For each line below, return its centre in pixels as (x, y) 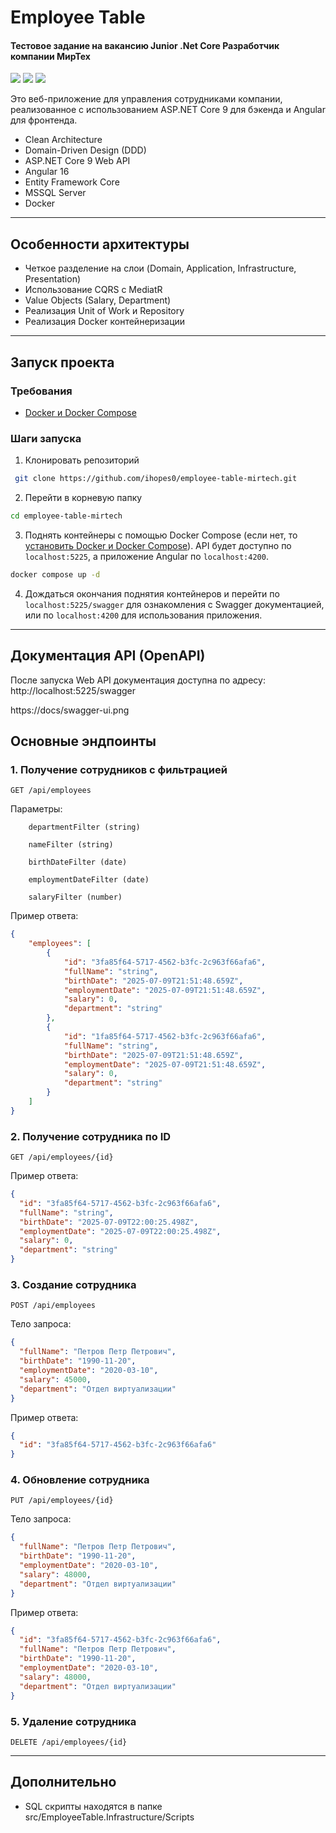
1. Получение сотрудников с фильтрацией (119, 769)
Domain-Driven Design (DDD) (85, 150)
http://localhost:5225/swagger (73, 690)
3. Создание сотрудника (73, 1285)
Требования (41, 391)
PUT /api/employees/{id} (62, 1501)
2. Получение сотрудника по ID (91, 1136)
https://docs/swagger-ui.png (70, 710)
